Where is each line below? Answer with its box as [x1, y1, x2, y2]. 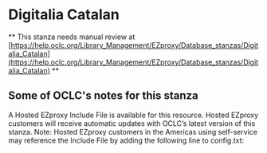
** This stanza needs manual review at [8, 32, 135, 41]
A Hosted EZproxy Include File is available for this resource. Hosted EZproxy [8, 110, 259, 120]
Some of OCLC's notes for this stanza [8, 89, 198, 103]
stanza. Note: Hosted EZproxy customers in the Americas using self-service [8, 127, 257, 136]
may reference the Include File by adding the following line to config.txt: [8, 135, 245, 145]
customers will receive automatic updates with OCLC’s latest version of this [8, 118, 256, 128]
